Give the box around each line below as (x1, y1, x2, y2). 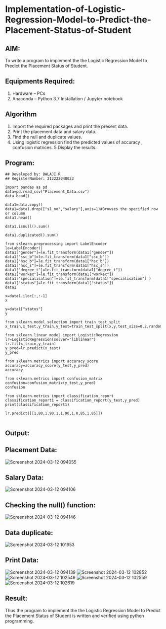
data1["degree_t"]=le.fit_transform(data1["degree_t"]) (5, 267, 123, 273)
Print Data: (5, 556, 39, 564)
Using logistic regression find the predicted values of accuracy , (12, 139, 143, 145)
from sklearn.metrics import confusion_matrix (5, 376, 103, 381)
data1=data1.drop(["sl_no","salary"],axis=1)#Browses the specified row (5, 207, 158, 212)
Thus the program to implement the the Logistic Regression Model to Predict (5, 607, 161, 613)
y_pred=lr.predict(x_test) (5, 346, 61, 351)
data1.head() (5, 215, 32, 221)
